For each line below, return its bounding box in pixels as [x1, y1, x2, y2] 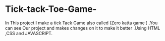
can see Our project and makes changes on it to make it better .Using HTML [5, 25, 161, 31]
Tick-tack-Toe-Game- [5, 3, 97, 15]
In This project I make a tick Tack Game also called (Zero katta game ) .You [5, 20, 158, 26]
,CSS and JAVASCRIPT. [5, 30, 53, 36]
